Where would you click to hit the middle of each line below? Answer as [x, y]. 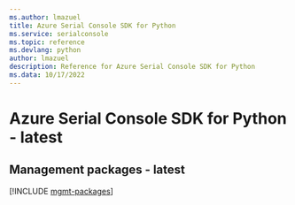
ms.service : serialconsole [59, 34]
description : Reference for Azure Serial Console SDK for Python [132, 67]
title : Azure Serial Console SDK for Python [93, 26]
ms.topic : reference [47, 42]
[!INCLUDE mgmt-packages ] [61, 191]
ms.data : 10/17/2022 [47, 75]
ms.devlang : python [45, 50]
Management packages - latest [97, 170]
